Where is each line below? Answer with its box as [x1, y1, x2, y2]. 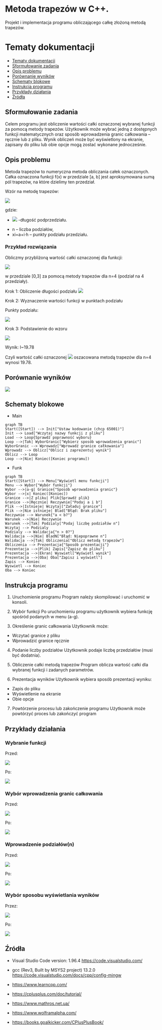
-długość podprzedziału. [18, 217, 68, 223]
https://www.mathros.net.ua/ [12, 1000, 70, 1006]
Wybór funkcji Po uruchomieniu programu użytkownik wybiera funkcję [12, 609, 153, 614]
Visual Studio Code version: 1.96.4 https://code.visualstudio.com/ [12, 958, 143, 963]
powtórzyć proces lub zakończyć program [12, 711, 97, 716]
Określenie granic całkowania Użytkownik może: [12, 623, 109, 629]
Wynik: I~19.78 [5, 344, 35, 350]
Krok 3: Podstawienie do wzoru [5, 326, 68, 332]
